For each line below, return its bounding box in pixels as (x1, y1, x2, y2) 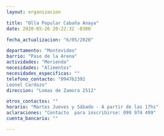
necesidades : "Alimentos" (6, 65, 72, 71)
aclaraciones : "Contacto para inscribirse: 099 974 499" (6, 110, 156, 116)
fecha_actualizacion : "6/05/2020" (6, 37, 94, 43)
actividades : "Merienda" (6, 59, 69, 65)
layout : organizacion (6, 9, 61, 15)
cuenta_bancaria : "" (6, 115, 59, 121)
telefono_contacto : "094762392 (6, 76, 86, 82)
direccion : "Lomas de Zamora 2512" (6, 87, 97, 93)
